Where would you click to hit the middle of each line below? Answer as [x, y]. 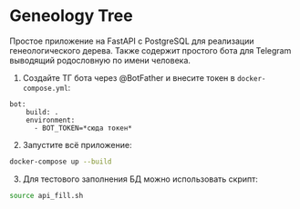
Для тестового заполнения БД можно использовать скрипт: [140, 179]
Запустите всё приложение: [77, 144]
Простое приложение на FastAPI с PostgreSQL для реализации [132, 41]
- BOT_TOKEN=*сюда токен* [83, 128]
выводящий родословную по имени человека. [100, 60]
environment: [51, 120]
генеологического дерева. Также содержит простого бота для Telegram [150, 50]
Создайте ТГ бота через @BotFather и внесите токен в [129, 77]
